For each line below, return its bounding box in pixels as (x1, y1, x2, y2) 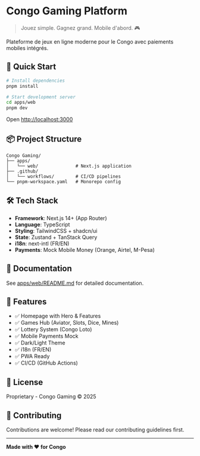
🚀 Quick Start (6, 61, 57, 72)
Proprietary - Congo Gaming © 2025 (6, 393, 96, 400)
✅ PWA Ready (14, 353, 50, 360)
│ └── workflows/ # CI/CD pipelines (6, 173, 121, 180)
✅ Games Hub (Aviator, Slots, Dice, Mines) (14, 319, 119, 326)
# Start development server (6, 94, 76, 100)
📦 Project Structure (6, 134, 82, 144)
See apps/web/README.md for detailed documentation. (6, 279, 144, 286)
